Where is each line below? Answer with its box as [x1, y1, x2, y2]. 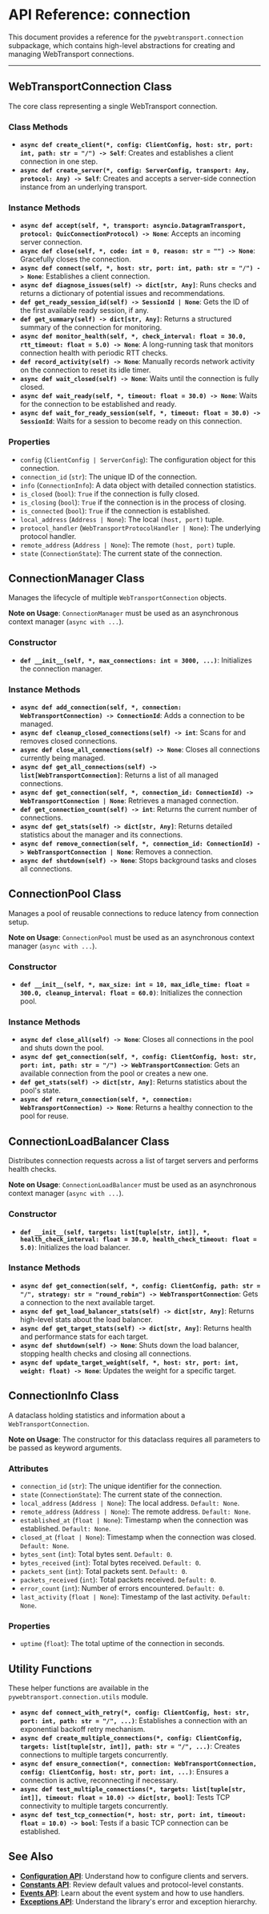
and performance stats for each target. [19, 1332, 149, 1341]
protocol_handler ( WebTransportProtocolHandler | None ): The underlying [19, 523, 261, 533]
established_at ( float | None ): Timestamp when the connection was [19, 1515, 249, 1525]
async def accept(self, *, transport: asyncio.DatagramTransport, [19, 222, 247, 230]
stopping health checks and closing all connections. [19, 1348, 192, 1358]
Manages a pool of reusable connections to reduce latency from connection [8, 908, 259, 918]
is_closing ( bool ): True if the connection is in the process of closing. [19, 497, 247, 507]
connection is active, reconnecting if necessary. [19, 1775, 179, 1786]
